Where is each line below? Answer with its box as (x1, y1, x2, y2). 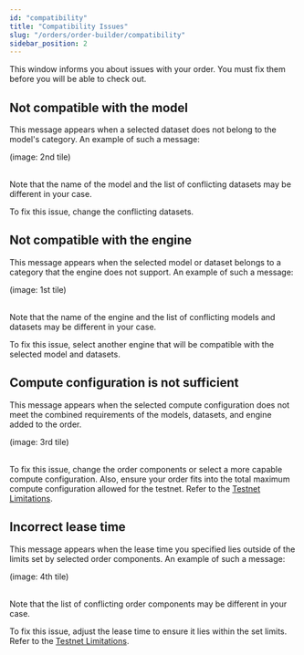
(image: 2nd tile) (9, 151, 71, 162)
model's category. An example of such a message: (9, 134, 201, 145)
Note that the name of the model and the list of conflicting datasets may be (9, 179, 292, 190)
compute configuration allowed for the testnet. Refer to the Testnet (9, 483, 261, 494)
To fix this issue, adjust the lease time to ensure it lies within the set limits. (9, 626, 288, 637)
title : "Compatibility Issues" (9, 22, 129, 31)
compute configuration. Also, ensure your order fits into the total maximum (9, 473, 290, 484)
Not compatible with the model (9, 99, 189, 115)
